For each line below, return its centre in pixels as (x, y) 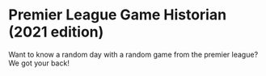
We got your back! (39, 63)
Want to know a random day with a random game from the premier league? (133, 54)
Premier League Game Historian (118, 15)
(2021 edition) (56, 32)
